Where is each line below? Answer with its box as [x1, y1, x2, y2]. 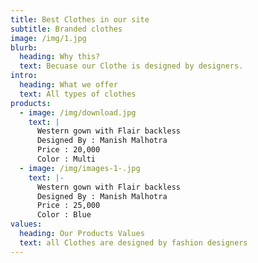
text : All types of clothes [19, 89, 137, 99]
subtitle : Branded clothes [10, 24, 123, 34]
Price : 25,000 [36, 201, 101, 211]
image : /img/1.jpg [10, 33, 87, 43]
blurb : [10, 42, 38, 53]
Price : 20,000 [36, 145, 101, 155]
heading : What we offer [19, 80, 118, 90]
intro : [10, 71, 38, 81]
